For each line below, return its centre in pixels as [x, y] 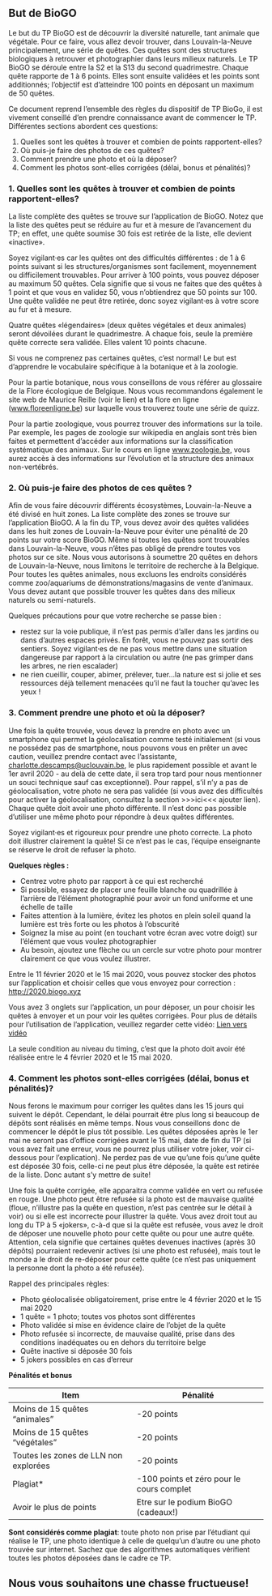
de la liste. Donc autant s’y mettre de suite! [80, 1175]
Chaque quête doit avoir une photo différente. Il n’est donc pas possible [127, 808]
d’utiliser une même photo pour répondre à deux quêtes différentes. [121, 817]
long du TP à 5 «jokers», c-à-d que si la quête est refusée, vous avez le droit [136, 1225]
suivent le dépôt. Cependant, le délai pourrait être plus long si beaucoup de [134, 1114]
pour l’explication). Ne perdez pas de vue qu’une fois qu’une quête [149, 1157]
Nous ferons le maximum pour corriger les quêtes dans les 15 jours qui [126, 1106]
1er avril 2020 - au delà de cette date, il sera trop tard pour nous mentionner [135, 774]
